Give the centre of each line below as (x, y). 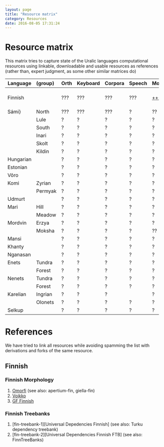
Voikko (19, 396)
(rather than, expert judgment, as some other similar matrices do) (71, 71)
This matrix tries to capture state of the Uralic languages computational (77, 61)
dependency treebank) (35, 429)
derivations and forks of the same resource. (49, 351)
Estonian (18, 168)
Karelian (17, 295)
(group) (45, 84)
